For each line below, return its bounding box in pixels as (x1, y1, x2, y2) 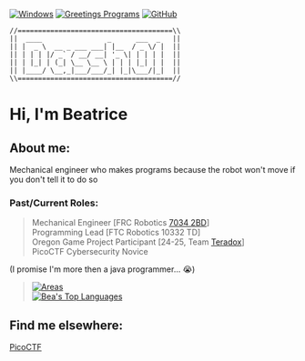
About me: (9, 140, 71, 155)
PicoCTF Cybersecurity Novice (31, 246, 148, 257)
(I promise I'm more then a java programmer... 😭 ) (9, 264, 196, 275)
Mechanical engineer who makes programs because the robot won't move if (9, 165, 296, 175)
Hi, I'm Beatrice (9, 105, 128, 125)
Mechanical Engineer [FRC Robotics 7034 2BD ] (31, 217, 210, 228)
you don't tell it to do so (9, 174, 98, 185)
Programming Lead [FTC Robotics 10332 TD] (31, 227, 201, 238)
